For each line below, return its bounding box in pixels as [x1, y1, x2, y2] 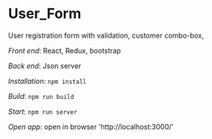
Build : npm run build [8, 91, 75, 101]
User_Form [8, 5, 82, 23]
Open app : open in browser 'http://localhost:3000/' [8, 122, 174, 131]
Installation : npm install [8, 76, 87, 86]
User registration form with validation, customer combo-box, [8, 31, 204, 40]
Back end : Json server [8, 60, 82, 71]
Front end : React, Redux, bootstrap [8, 46, 122, 55]
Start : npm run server [8, 107, 78, 116]
